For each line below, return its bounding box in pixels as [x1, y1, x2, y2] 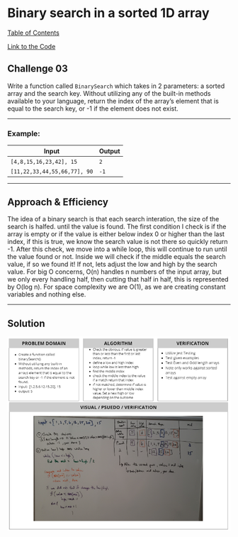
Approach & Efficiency [7, 196, 108, 208]
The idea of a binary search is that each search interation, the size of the [7, 215, 220, 223]
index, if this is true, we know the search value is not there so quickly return [7, 238, 228, 246]
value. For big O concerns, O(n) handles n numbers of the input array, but [7, 267, 222, 276]
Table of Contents [7, 28, 60, 37]
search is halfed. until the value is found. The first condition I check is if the [7, 222, 227, 231]
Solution [7, 317, 45, 329]
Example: [7, 128, 40, 138]
